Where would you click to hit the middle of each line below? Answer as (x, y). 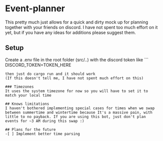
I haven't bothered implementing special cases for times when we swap (80, 108)
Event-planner (35, 9)
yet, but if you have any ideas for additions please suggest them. (70, 32)
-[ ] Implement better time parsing (42, 134)
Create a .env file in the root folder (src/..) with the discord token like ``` (77, 60)
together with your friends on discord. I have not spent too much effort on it (81, 27)
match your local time (28, 95)
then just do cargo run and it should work (50, 74)
